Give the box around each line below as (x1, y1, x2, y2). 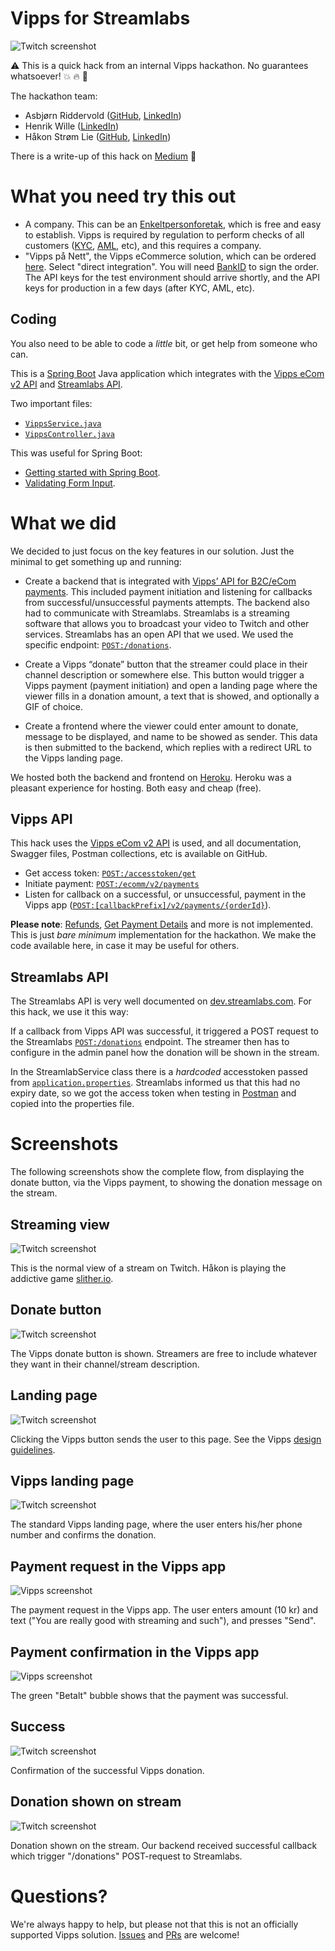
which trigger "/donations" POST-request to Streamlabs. (10, 1850, 243, 1862)
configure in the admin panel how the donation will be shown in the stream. (10, 1047, 320, 1059)
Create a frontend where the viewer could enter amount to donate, (24, 720, 299, 732)
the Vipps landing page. (24, 752, 123, 764)
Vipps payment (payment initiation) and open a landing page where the (24, 679, 318, 691)
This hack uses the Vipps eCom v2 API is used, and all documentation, (10, 837, 302, 849)
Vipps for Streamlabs (10, 7, 191, 30)
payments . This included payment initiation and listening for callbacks (24, 585, 313, 597)
